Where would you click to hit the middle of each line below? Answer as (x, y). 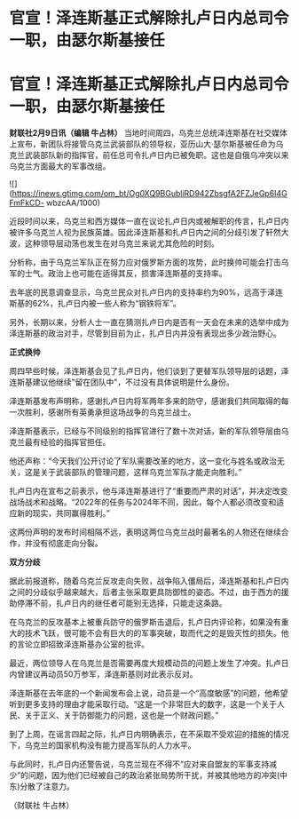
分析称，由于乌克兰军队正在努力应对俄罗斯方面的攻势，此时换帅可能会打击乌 (149, 262)
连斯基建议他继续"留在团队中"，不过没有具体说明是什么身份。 (122, 382)
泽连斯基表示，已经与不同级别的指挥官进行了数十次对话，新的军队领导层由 (145, 431)
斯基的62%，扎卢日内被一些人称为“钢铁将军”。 (95, 304)
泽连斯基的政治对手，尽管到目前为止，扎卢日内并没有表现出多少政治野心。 (145, 333)
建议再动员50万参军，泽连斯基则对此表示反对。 (111, 674)
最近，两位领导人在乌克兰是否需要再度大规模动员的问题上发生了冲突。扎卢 (145, 664)
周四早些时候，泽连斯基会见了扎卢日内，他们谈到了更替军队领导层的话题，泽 (149, 371)
